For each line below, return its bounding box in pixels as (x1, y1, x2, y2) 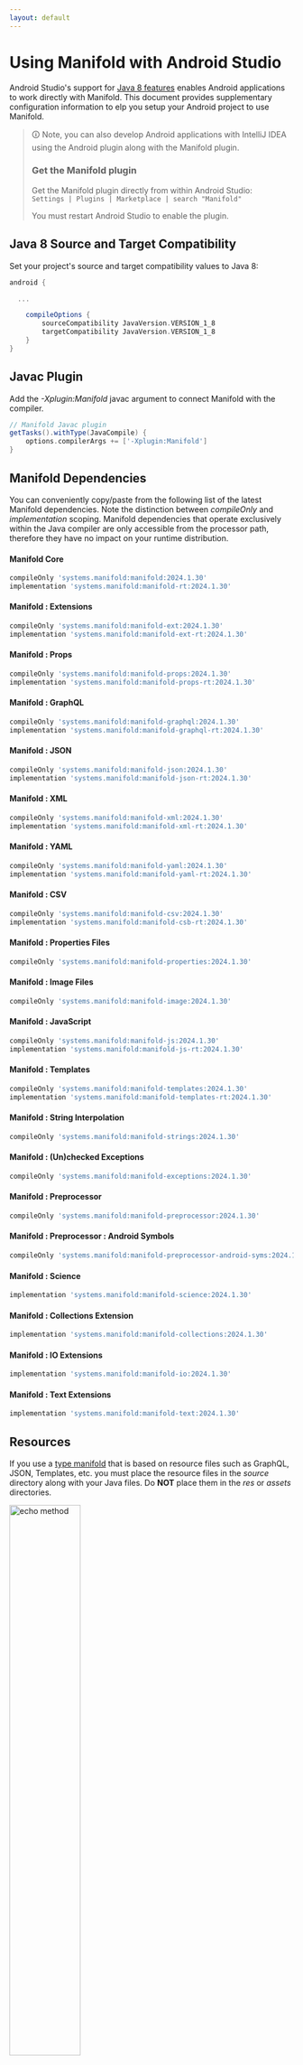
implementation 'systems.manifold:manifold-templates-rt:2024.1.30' (9, 1092, 272, 1102)
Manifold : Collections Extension (9, 1310, 133, 1321)
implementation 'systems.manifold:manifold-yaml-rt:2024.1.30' (9, 869, 252, 879)
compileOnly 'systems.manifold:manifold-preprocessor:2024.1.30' (9, 1211, 260, 1220)
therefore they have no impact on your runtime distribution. (9, 532, 229, 543)
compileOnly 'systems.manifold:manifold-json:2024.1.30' (9, 765, 228, 774)
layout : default (9, 13, 70, 23)
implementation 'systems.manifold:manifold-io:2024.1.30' (9, 1369, 232, 1378)
